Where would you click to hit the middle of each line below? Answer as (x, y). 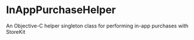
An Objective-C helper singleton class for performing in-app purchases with (97, 26)
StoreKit (16, 31)
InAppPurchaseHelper (61, 10)
